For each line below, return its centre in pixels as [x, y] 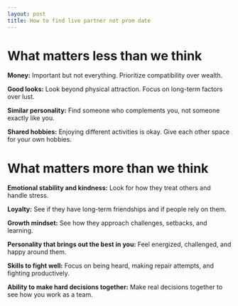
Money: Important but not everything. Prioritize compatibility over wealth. [115, 75]
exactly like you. [31, 118]
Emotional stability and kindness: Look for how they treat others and [109, 188]
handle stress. [28, 196]
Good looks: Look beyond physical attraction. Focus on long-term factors [115, 89]
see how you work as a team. [50, 295]
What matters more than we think [108, 168]
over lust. [21, 97]
